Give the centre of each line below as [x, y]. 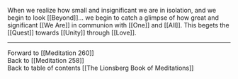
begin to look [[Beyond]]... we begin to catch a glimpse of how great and [113, 18]
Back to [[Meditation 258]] [46, 60]
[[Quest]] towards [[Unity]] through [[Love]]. [72, 32]
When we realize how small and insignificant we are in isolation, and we [112, 10]
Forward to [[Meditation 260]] [51, 53]
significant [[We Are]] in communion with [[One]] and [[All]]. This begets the [118, 25]
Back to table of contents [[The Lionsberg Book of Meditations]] [101, 68]
